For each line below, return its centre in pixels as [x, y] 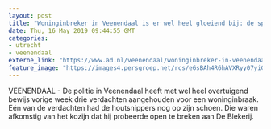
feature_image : [34, 68]
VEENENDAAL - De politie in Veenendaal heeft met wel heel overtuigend [128, 91]
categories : [28, 38]
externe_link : [32, 61]
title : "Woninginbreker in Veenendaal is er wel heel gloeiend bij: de [131, 23]
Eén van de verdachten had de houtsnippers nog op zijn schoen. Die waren [133, 107]
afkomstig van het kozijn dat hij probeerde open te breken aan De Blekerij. [131, 116]
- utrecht [25, 46]
